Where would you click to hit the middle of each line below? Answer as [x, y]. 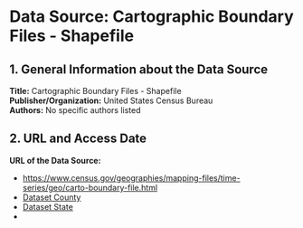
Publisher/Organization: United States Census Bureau [111, 100]
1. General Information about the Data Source [139, 69]
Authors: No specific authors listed [76, 110]
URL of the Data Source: [55, 160]
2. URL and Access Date [78, 139]
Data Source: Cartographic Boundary [151, 17]
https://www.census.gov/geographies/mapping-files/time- [132, 177]
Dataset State [48, 206]
